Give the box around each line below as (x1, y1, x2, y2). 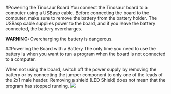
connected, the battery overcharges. (5, 26, 83, 32)
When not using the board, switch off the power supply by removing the (5, 66, 157, 72)
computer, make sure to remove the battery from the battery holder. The (5, 15, 157, 21)
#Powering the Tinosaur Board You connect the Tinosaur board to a (5, 5, 148, 10)
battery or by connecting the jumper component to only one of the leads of (5, 72, 163, 78)
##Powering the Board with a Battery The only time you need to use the (5, 46, 156, 51)
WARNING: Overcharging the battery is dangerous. (5, 36, 113, 42)
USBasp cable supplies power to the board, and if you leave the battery (5, 20, 156, 26)
